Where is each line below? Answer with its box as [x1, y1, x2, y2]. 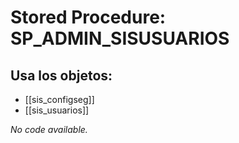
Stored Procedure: [10, 6, 167, 29]
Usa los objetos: [10, 67, 113, 84]
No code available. [10, 124, 88, 135]
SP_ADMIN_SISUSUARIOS [10, 27, 230, 50]
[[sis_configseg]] [24, 94, 95, 105]
